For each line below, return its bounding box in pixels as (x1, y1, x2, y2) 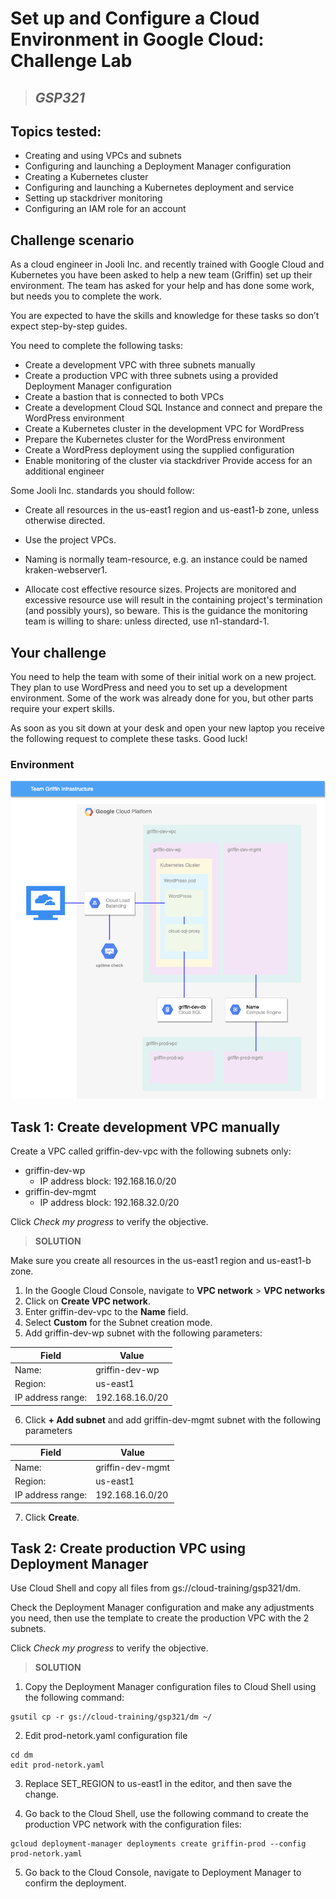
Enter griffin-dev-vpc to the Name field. (24, 1306, 189, 1318)
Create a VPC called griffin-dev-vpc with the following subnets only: (10, 1145, 292, 1157)
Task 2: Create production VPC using (10, 1540, 247, 1557)
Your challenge (10, 644, 107, 661)
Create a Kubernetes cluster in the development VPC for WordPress (24, 423, 305, 435)
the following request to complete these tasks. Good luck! (10, 733, 248, 745)
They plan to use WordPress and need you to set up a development (10, 682, 288, 694)
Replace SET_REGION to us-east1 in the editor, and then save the (24, 1778, 293, 1790)
